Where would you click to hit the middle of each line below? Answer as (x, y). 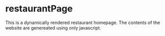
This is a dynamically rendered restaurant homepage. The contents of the (83, 22)
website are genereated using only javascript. (53, 27)
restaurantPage (39, 9)
